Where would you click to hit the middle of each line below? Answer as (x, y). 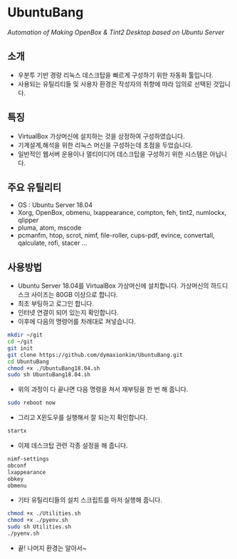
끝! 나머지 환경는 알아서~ (52, 548)
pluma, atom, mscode (49, 228)
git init (20, 348)
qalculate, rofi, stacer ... (52, 243)
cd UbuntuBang (28, 361)
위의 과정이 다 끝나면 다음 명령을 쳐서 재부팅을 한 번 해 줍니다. (103, 389)
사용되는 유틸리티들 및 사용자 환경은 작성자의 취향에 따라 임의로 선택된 (115, 84)
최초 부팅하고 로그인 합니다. (56, 303)
